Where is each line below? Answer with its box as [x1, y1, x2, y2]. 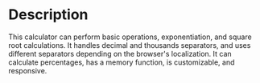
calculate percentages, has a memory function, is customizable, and [8, 57, 235, 67]
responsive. [8, 65, 47, 75]
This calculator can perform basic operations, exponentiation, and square [8, 32, 252, 41]
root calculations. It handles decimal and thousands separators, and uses [8, 40, 251, 49]
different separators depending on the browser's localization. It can [8, 49, 232, 58]
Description [8, 6, 89, 24]
